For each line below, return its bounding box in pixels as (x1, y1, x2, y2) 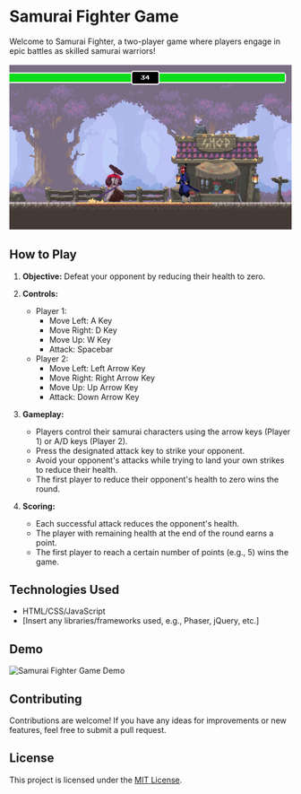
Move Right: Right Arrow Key (48, 372, 155, 383)
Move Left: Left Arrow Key (48, 362, 146, 373)
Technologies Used (9, 582, 119, 598)
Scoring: (21, 501, 56, 511)
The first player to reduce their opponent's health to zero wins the (35, 474, 279, 484)
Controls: (21, 288, 58, 299)
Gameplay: (21, 408, 64, 419)
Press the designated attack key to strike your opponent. (35, 445, 245, 456)
